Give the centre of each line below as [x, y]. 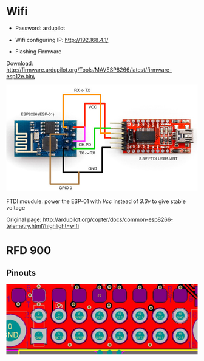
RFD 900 [29, 251]
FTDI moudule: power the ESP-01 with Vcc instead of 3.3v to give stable [96, 201]
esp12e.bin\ [21, 76]
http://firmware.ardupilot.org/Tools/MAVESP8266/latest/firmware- [89, 70]
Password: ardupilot [40, 28]
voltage [16, 208]
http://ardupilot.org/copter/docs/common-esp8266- [108, 219]
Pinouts [21, 273]
